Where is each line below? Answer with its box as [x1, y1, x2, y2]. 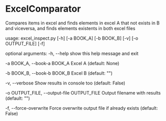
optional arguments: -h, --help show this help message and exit [5, 50, 139, 56]
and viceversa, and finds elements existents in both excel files [5, 25, 136, 31]
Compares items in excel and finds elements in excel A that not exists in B [5, 20, 160, 26]
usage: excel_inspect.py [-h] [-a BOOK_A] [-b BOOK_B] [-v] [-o [5, 35, 139, 41]
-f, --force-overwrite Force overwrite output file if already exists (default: [5, 105, 158, 111]
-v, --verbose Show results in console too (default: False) [5, 80, 126, 86]
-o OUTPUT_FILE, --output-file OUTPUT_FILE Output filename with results [5, 89, 161, 96]
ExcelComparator [5, 3, 81, 15]
